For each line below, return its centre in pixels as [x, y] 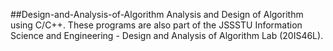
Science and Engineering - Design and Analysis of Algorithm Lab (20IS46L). [167, 35]
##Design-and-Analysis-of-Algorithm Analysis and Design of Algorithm [157, 14]
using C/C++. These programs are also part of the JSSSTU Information [156, 25]
